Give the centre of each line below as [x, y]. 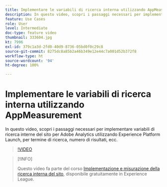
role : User [16, 24]
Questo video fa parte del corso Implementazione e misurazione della [88, 169]
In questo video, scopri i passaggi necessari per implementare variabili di [80, 129]
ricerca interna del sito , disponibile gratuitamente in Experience [82, 174]
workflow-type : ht [24, 56]
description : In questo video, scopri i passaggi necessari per [73, 14]
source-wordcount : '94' [30, 61]
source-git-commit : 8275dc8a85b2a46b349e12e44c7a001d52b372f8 [71, 51]
